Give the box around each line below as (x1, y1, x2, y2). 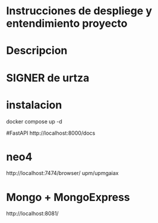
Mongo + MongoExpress (6, 190, 131, 204)
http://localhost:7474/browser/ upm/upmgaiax (6, 170, 119, 177)
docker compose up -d (6, 117, 62, 125)
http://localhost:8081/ (6, 210, 59, 217)
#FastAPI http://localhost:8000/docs (6, 129, 96, 136)
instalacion (6, 98, 62, 111)
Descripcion (6, 44, 68, 58)
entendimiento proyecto (6, 17, 128, 30)
